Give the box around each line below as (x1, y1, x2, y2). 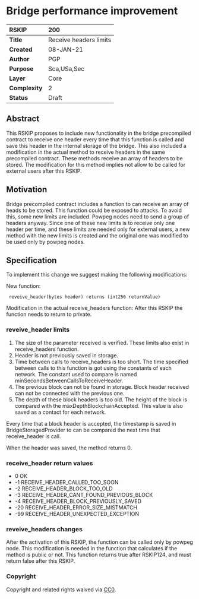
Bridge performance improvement (6, 4, 178, 18)
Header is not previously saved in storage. (14, 351, 119, 359)
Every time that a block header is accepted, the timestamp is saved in (6, 420, 176, 427)
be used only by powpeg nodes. (6, 238, 85, 245)
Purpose (9, 64, 34, 72)
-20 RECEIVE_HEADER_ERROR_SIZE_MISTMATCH (14, 503, 138, 511)
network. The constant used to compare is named (14, 370, 137, 378)
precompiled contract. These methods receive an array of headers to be (6, 154, 183, 161)
